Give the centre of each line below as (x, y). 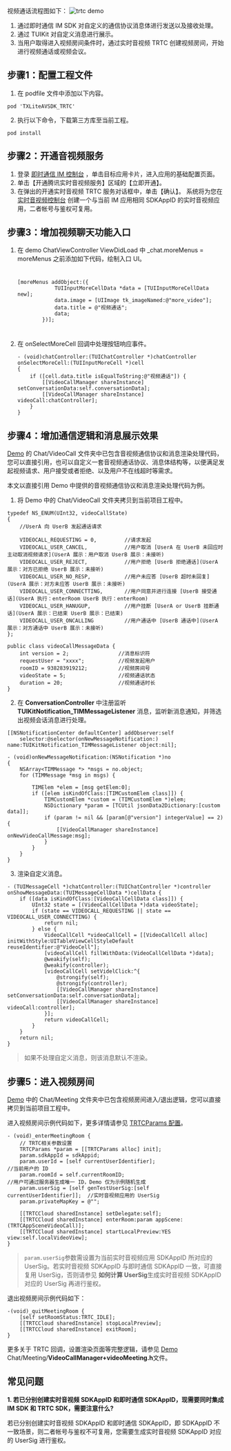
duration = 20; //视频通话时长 (88, 683)
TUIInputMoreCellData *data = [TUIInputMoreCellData (131, 288)
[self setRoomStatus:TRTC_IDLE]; (68, 1318)
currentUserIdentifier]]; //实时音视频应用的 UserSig (83, 1196)
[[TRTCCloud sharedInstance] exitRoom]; (78, 1329)
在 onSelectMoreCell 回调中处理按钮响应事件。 (83, 344)
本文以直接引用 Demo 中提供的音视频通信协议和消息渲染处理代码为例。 (108, 486)
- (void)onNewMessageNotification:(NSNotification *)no (89, 757)
